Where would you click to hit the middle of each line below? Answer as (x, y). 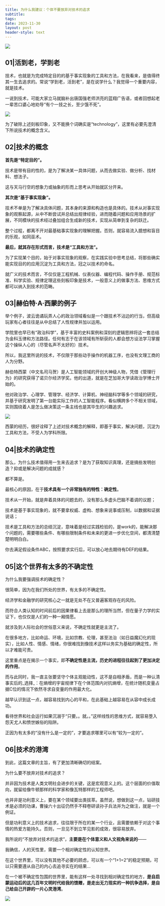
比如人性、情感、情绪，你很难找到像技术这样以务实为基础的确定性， (84, 644)
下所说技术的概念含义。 (29, 130)
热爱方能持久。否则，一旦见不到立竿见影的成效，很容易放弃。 (76, 828)
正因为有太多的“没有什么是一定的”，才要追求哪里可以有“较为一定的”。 (76, 733)
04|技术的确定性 (30, 450)
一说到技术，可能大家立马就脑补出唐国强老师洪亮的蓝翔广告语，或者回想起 (80, 98)
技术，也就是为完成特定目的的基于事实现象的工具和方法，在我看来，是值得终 (82, 75)
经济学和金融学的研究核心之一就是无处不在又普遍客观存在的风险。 (72, 600)
